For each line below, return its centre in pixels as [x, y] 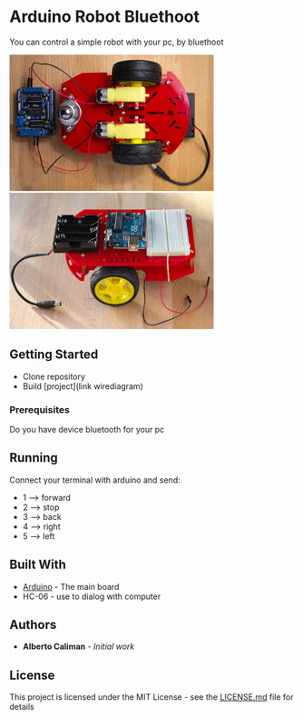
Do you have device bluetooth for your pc [87, 430]
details [22, 707]
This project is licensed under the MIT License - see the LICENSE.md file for [151, 697]
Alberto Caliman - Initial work [78, 646]
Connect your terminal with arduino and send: [95, 480]
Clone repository [54, 376]
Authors [33, 625]
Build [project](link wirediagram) [83, 386]
